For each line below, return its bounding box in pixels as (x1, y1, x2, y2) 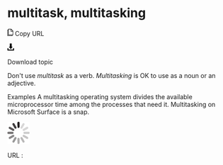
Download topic (7, 57, 54, 66)
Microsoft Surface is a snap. (7, 108, 90, 116)
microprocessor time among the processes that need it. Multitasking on (7, 100, 216, 108)
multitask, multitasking (7, 5, 147, 21)
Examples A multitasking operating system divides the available (7, 92, 193, 101)
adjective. (7, 79, 36, 87)
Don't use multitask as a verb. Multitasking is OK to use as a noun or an (7, 71, 216, 79)
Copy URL (14, 29, 45, 38)
